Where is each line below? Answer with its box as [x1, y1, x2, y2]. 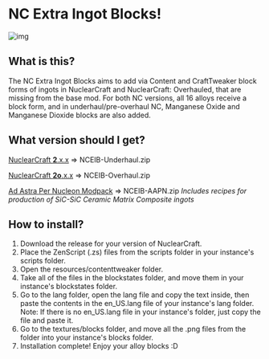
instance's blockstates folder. [19, 282, 118, 292]
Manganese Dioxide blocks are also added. [8, 110, 151, 120]
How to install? [8, 218, 84, 231]
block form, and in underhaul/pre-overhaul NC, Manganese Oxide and [8, 101, 241, 111]
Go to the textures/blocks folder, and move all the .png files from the [19, 324, 247, 334]
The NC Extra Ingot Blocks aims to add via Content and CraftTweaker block [8, 75, 257, 85]
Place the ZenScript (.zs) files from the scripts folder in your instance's [19, 247, 255, 257]
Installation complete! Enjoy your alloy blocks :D [19, 341, 178, 351]
